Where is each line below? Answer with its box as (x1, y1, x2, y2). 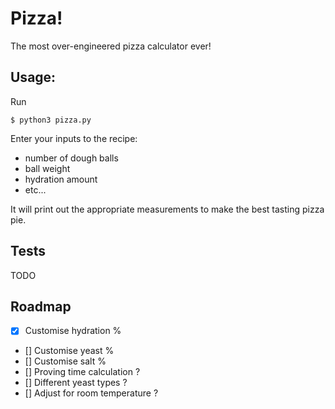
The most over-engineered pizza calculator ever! (10, 40, 212, 52)
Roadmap (10, 298, 72, 315)
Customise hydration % (24, 325, 122, 337)
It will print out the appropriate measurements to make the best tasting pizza (10, 203, 325, 215)
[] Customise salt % (24, 355, 107, 367)
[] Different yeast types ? (24, 377, 128, 389)
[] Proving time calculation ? (24, 366, 141, 378)
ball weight (24, 162, 71, 174)
